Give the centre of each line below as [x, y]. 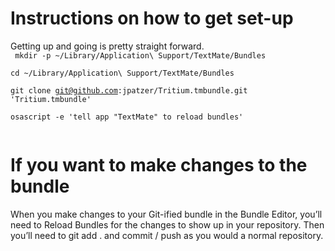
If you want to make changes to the [159, 165]
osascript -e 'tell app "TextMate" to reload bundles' [127, 117]
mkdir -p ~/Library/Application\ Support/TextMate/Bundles [140, 55]
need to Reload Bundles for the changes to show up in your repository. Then [167, 224]
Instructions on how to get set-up [152, 18]
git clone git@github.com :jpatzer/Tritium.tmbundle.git [129, 90]
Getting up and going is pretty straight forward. [107, 46]
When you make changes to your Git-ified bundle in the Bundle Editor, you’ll [166, 214]
